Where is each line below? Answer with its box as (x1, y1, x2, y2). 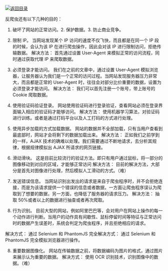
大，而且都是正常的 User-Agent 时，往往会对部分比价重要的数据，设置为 (12, 79, 161, 85)
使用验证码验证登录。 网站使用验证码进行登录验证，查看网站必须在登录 (12, 103, 158, 108)
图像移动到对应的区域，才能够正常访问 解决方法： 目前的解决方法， (12, 161, 151, 167)
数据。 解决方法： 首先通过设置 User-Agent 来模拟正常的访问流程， (16, 50, 155, 56)
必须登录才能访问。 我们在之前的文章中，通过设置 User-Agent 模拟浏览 (12, 67, 158, 73)
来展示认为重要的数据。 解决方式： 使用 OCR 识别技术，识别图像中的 (12, 254, 154, 260)
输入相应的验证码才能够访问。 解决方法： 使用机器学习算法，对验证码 (16, 109, 160, 115)
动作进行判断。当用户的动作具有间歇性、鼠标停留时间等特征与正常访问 (16, 214, 161, 220)
